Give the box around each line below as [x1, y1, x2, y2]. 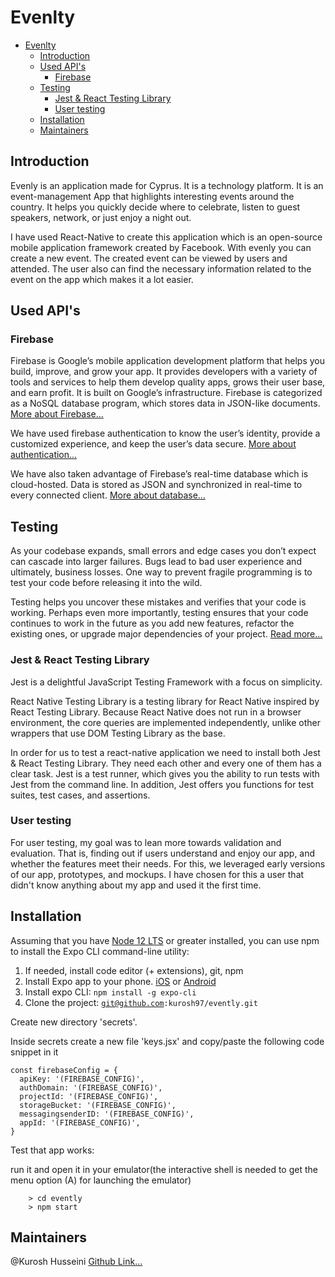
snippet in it [10, 1046, 59, 1058]
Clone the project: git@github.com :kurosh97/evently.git [24, 996, 258, 1008]
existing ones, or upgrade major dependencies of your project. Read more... [10, 628, 323, 640]
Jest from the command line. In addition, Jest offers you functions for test [10, 778, 315, 790]
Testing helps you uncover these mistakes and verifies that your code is [10, 596, 307, 608]
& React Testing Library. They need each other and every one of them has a [10, 757, 322, 769]
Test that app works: [10, 1144, 95, 1156]
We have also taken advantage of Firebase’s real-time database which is [10, 468, 309, 480]
